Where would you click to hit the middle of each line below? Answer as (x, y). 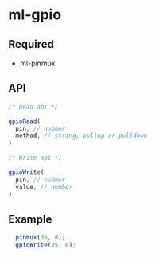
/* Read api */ (33, 107)
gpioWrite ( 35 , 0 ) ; (46, 245)
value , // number (44, 187)
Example (30, 219)
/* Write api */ (35, 158)
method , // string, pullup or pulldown (81, 136)
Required (31, 44)
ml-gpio (35, 15)
